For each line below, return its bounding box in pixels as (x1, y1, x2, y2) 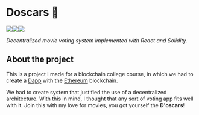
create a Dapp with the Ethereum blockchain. (6, 77, 118, 84)
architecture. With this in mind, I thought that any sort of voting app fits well (6, 95, 194, 102)
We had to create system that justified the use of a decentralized (6, 88, 167, 96)
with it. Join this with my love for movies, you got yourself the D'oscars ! (6, 101, 185, 108)
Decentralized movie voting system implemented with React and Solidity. (6, 36, 188, 44)
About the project (6, 54, 74, 65)
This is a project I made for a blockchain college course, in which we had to (6, 70, 194, 77)
